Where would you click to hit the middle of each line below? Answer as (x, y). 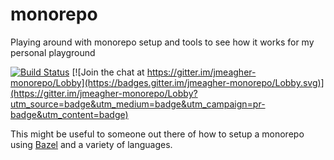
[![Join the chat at (108, 72)
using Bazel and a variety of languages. (91, 144)
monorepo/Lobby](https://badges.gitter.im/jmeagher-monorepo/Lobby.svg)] (167, 82)
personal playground (53, 52)
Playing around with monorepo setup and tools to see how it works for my (162, 42)
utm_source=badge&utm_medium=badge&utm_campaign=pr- (138, 104)
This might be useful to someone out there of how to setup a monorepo (157, 134)
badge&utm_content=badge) (69, 114)
